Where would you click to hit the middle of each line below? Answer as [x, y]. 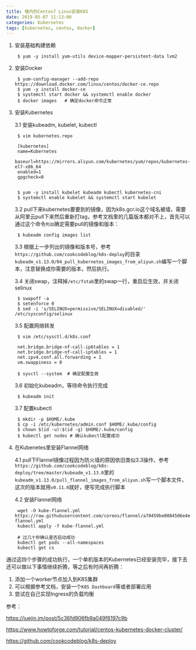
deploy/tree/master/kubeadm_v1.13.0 [59, 473]
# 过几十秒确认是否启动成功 [46, 538]
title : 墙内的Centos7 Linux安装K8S [47, 11]
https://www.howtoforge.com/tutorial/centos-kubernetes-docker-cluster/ [94, 629]
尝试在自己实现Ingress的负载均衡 [54, 594]
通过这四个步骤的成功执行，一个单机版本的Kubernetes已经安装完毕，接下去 [97, 560]
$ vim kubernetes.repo [45, 136]
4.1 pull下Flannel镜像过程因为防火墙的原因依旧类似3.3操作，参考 [92, 460]
